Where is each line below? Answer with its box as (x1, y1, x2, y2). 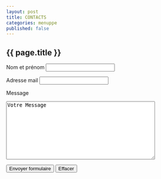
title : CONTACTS (6, 14, 47, 20)
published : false (6, 25, 49, 32)
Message (6, 89, 29, 97)
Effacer (58, 165, 75, 172)
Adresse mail (6, 77, 39, 84)
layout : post (6, 8, 39, 15)
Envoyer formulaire (9, 165, 51, 172)
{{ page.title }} (6, 47, 61, 57)
